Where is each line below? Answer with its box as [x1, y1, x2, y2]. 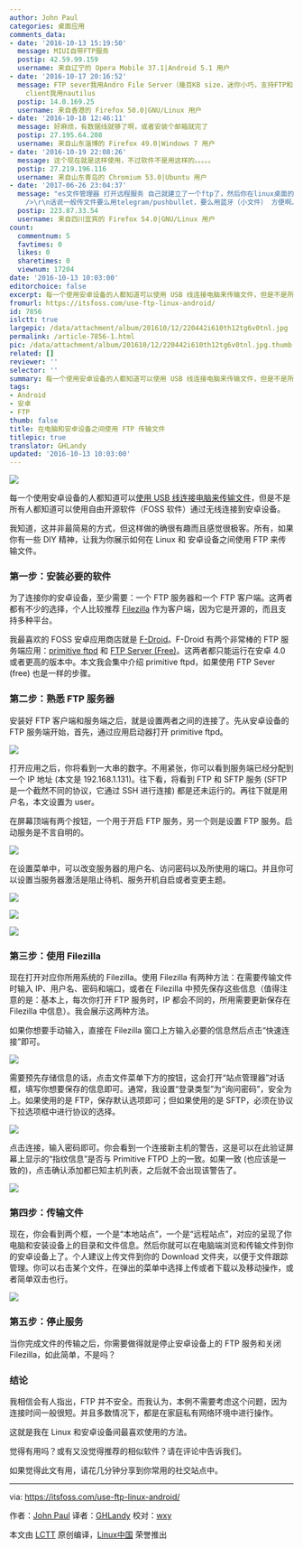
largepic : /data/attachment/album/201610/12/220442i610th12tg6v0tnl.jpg [9, 324, 289, 333]
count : [9, 223, 34, 232]
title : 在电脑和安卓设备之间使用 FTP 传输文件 [9, 424, 166, 433]
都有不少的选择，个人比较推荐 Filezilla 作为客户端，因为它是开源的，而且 [9, 604, 279, 615]
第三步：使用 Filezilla [9, 950, 102, 962]
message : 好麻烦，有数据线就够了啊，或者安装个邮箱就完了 [17, 123, 209, 132]
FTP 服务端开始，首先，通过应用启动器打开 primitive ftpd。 [9, 726, 228, 737]
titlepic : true [9, 432, 67, 442]
